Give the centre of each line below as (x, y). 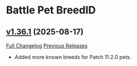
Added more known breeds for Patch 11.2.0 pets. (73, 57)
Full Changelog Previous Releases (47, 46)
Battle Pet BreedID (51, 10)
